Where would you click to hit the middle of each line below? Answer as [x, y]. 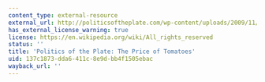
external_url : [32, 23]
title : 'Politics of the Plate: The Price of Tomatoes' [102, 52]
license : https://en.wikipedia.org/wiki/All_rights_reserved [111, 37]
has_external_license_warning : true [68, 30]
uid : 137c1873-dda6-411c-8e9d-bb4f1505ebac [81, 59]
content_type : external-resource [63, 15]
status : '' [26, 45]
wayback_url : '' [35, 66]
